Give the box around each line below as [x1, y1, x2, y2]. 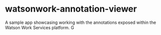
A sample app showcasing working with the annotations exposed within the [5, 19, 157, 25]
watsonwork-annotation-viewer [5, 3, 137, 15]
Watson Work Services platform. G [5, 24, 74, 30]
